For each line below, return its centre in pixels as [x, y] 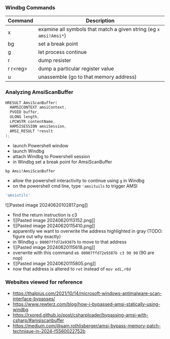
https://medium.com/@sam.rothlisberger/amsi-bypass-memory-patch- [87, 326]
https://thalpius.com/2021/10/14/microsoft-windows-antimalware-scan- [87, 293]
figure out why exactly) [37, 237]
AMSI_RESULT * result [31, 131]
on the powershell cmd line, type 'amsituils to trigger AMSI [75, 186]
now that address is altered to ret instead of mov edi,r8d [72, 269]
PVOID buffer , [25, 112]
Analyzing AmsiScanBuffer [39, 92]
